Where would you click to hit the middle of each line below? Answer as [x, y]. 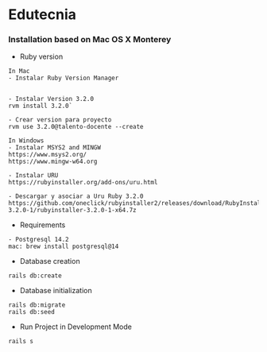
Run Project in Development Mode [76, 327]
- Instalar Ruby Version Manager [64, 78]
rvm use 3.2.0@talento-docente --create [76, 127]
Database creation [50, 261]
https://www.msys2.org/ [48, 155]
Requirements [43, 225]
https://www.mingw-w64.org [53, 162]
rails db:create [35, 276]
